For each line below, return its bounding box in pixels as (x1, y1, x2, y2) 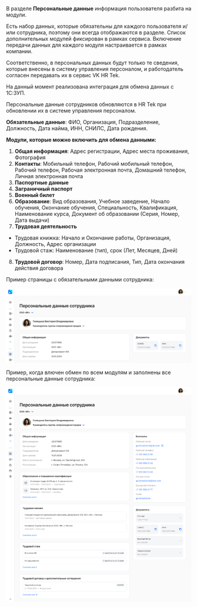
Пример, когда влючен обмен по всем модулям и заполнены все (6, 369, 171, 376)
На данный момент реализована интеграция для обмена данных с (6, 83, 174, 90)
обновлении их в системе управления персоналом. (6, 107, 136, 114)
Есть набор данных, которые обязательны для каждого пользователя (6, 23, 182, 29)
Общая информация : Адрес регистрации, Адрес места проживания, (14, 147, 189, 155)
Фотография (14, 154, 46, 161)
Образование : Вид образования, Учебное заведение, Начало (14, 198, 170, 205)
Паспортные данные (14, 179, 69, 186)
